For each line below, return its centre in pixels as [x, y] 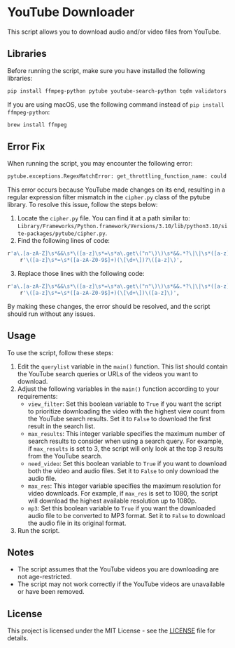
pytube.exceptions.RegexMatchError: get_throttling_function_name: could [117, 176]
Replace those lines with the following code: [81, 273]
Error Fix [26, 146]
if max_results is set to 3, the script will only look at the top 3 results [126, 448]
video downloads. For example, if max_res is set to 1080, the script [123, 493]
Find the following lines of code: [64, 241]
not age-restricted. [44, 577]
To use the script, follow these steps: [60, 352]
